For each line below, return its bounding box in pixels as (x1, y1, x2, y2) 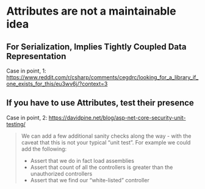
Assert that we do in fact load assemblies (30, 157, 134, 164)
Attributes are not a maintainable (6, 4, 176, 18)
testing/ (6, 120, 26, 127)
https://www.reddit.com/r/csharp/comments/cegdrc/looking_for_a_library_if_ (6, 74, 199, 80)
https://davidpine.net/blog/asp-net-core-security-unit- (48, 114, 186, 121)
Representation (6, 51, 67, 62)
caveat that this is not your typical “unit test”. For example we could (21, 138, 191, 146)
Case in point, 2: (6, 114, 48, 121)
